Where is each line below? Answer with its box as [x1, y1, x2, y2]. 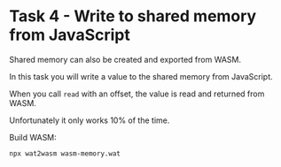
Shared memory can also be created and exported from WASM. [9, 54, 242, 65]
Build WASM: [9, 132, 58, 142]
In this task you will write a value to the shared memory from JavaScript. [9, 71, 273, 81]
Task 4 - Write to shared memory [9, 6, 257, 27]
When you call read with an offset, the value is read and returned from [9, 88, 265, 99]
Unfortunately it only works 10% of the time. [9, 115, 170, 125]
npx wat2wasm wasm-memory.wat [9, 148, 121, 158]
